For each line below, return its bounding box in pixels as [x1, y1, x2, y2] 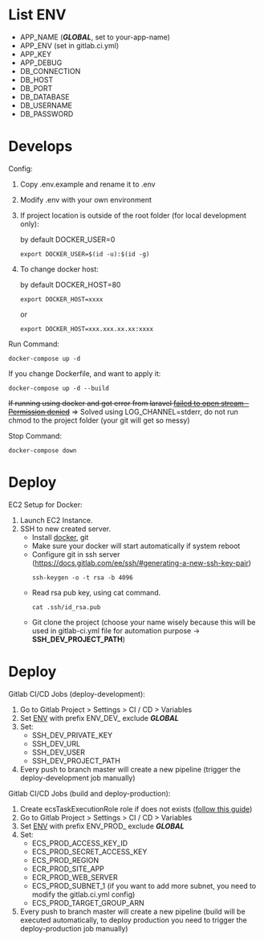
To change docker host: [19, 264, 99, 274]
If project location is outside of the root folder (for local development [19, 211, 247, 220]
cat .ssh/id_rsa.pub [31, 603, 101, 612]
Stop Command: [8, 431, 63, 440]
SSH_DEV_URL [31, 738, 81, 748]
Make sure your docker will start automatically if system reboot [31, 541, 241, 550]
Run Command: [8, 339, 60, 349]
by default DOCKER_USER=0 [19, 235, 116, 244]
